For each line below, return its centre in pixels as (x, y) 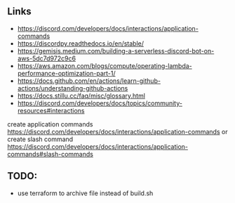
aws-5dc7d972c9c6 (46, 58)
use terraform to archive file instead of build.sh (85, 193)
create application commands (50, 124)
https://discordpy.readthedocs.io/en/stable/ (81, 43)
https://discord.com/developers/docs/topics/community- (100, 103)
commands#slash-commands (50, 154)
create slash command (40, 139)
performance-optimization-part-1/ (66, 73)
